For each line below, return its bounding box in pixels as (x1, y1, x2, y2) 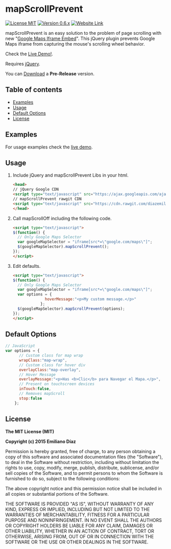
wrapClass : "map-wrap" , (18, 357, 67, 363)
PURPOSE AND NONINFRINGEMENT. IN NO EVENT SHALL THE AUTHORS (5, 517, 162, 523)
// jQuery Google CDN (12, 187, 59, 192)
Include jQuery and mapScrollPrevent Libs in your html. (12, 172, 129, 178)
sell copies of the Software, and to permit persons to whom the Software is (5, 470, 163, 476)
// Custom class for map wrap (18, 353, 83, 358)
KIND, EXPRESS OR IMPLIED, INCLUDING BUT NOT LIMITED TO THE (5, 506, 150, 512)
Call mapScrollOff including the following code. (12, 215, 112, 221)
